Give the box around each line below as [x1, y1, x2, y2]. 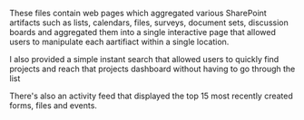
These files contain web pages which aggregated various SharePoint [9, 8, 268, 18]
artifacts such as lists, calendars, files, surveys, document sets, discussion [9, 17, 289, 28]
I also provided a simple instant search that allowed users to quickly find [9, 54, 279, 64]
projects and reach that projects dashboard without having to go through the [9, 63, 296, 74]
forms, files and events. [9, 100, 98, 111]
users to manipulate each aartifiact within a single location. [9, 36, 230, 47]
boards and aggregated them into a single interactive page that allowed [9, 27, 277, 37]
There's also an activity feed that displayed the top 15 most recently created [9, 90, 293, 101]
